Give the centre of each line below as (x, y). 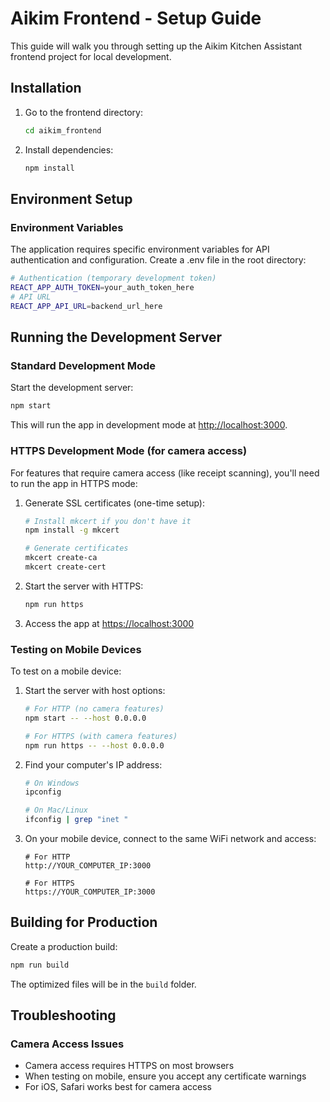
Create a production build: (64, 946)
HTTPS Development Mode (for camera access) (129, 451)
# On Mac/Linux (56, 810)
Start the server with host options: (95, 691)
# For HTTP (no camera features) (94, 709)
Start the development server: (72, 388)
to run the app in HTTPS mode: (74, 483)
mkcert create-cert (65, 567)
